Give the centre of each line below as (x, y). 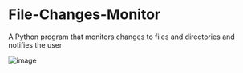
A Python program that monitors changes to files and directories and (121, 36)
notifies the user (35, 44)
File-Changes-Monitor (85, 15)
